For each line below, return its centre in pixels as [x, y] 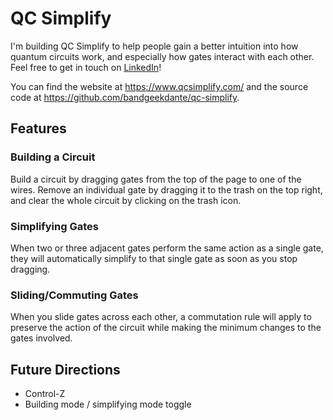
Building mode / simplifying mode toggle [108, 404]
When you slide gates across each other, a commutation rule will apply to [161, 317]
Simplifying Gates [54, 226]
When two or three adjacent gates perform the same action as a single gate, [167, 248]
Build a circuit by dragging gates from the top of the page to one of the [156, 179]
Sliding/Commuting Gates [74, 295]
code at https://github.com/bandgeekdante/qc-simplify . [125, 97]
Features [38, 128]
